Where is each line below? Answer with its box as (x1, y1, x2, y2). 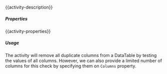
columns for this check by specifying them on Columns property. (5, 62, 136, 69)
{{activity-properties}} (5, 28, 51, 34)
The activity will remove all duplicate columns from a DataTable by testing (5, 52, 157, 58)
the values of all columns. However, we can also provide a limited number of (5, 57, 162, 63)
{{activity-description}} (5, 4, 53, 10)
